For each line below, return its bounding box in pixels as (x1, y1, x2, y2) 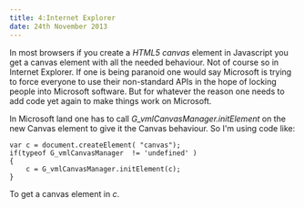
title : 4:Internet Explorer (9, 13, 117, 23)
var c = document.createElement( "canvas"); (9, 140, 181, 150)
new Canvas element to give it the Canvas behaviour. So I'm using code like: (9, 122, 296, 133)
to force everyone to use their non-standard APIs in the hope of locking (9, 76, 278, 87)
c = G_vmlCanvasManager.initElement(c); (25, 164, 181, 173)
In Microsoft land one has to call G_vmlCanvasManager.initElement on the (9, 113, 287, 124)
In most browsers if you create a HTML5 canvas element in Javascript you (9, 47, 289, 57)
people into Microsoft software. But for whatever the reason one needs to (9, 86, 285, 97)
